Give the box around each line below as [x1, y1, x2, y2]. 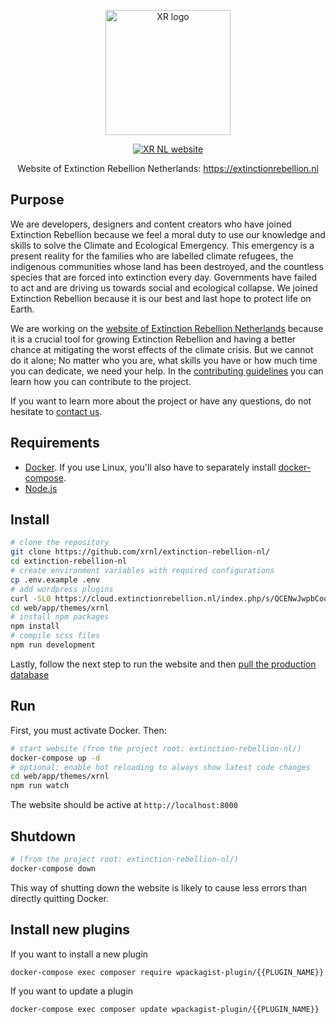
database [10, 668, 50, 680]
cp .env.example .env [10, 575, 101, 585]
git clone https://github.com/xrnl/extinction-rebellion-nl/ [10, 547, 271, 557]
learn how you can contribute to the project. [10, 375, 192, 387]
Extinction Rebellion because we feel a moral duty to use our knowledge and [10, 228, 326, 240]
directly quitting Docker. [10, 892, 110, 904]
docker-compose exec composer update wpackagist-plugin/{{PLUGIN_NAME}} [10, 1005, 320, 1015]
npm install [10, 621, 60, 632]
